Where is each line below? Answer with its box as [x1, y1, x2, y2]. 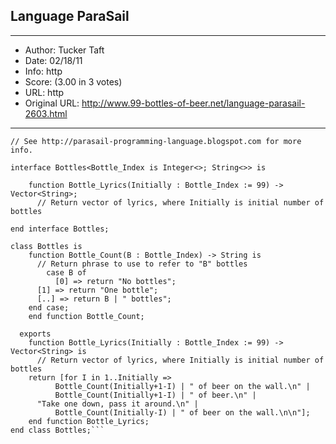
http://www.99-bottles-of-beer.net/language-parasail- [81, 97, 306, 109]
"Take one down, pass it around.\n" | [36, 399, 199, 409]
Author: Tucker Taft [24, 44, 105, 56]
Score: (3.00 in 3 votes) [24, 75, 123, 88]
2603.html [24, 107, 68, 119]
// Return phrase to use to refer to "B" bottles [36, 259, 248, 269]
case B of [46, 267, 87, 278]
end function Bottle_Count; [28, 311, 145, 321]
